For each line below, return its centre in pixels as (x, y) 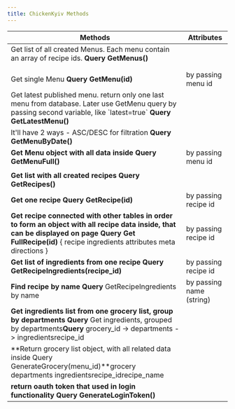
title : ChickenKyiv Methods (48, 14)
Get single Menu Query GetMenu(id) (72, 79)
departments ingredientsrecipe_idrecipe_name (87, 375)
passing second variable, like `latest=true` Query (91, 112)
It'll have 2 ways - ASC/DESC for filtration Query (91, 132)
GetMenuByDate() (42, 141)
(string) (198, 300)
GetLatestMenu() (40, 121)
